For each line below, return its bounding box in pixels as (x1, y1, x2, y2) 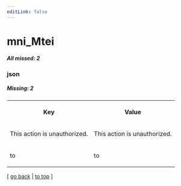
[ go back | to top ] (7, 172, 53, 180)
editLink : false (7, 8, 48, 15)
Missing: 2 (7, 85, 34, 92)
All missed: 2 (7, 55, 40, 62)
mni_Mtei (7, 34, 55, 48)
